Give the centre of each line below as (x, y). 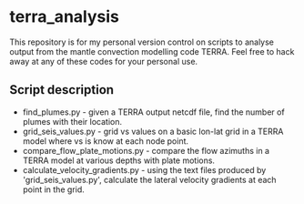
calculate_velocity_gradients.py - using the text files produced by (144, 169)
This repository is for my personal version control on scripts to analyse (142, 42)
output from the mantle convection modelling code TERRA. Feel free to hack (152, 51)
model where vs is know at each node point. (106, 141)
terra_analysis (65, 17)
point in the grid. (53, 189)
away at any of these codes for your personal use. (104, 61)
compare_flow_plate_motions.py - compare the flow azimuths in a (146, 150)
